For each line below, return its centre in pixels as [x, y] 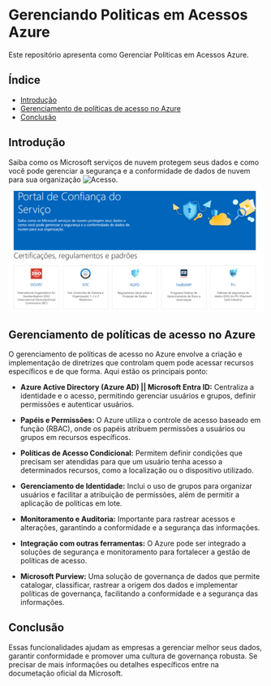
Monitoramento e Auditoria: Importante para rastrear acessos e [127, 519]
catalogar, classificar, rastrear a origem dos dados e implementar [129, 585]
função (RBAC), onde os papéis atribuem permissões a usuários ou [133, 429]
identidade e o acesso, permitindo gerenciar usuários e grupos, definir [138, 396]
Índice [24, 80]
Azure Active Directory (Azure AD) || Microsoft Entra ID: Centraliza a [137, 387]
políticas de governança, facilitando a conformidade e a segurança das [139, 593]
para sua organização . [63, 179]
